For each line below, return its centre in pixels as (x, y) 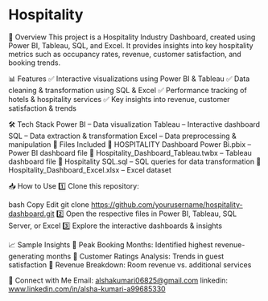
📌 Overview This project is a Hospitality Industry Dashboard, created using (132, 37)
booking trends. (35, 63)
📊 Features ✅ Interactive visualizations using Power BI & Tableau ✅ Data (129, 79)
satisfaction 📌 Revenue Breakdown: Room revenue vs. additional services (130, 264)
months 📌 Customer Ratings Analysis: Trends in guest (135, 256)
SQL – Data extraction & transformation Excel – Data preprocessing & (123, 136)
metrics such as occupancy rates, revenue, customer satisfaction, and (125, 54)
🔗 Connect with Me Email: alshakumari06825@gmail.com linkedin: (118, 280)
